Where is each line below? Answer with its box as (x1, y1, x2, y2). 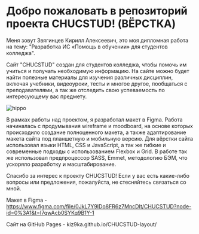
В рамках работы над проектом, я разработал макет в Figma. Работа (6, 116, 183, 123)
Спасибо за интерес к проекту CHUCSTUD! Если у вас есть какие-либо (6, 172, 190, 179)
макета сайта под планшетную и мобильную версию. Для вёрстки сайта (6, 135, 193, 142)
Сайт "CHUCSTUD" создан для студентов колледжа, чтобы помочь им (6, 61, 187, 68)
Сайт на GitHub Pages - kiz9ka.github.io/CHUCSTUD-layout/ (6, 220, 157, 228)
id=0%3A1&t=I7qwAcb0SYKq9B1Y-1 (6, 209, 94, 216)
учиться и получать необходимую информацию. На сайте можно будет (6, 67, 189, 74)
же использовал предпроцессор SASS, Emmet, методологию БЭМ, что (6, 154, 188, 161)
